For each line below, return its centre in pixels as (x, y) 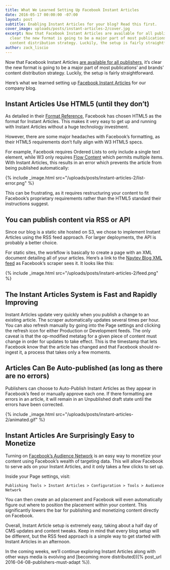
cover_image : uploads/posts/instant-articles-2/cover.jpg (68, 29)
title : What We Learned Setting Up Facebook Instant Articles (72, 10)
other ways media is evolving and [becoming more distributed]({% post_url (83, 557)
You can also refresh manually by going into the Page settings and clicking (83, 325)
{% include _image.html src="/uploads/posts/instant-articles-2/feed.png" (82, 273)
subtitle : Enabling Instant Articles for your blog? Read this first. (81, 24)
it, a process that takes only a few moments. (65, 352)
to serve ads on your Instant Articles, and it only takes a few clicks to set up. (85, 466)
